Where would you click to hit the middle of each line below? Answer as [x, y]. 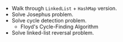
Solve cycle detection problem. [49, 20]
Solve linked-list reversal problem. [53, 33]
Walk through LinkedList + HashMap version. [64, 8]
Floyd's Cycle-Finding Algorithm [59, 26]
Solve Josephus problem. [42, 14]
